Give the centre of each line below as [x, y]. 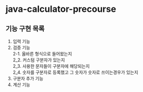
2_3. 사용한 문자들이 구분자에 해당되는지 [51, 66]
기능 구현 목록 [25, 28]
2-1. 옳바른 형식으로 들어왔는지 [42, 54]
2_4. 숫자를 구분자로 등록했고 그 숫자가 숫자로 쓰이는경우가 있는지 [75, 72]
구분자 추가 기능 [28, 78]
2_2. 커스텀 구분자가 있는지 [39, 60]
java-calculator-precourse [61, 9]
